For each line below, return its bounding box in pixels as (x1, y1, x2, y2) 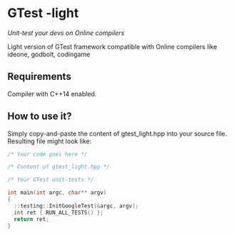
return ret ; (14, 215, 50, 222)
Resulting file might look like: (7, 137, 92, 145)
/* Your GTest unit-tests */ (7, 176, 94, 183)
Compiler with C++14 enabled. (7, 89, 97, 98)
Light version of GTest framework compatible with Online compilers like (7, 42, 218, 51)
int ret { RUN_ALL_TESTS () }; (14, 209, 103, 216)
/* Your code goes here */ (7, 150, 88, 158)
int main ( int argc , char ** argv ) (7, 189, 107, 197)
